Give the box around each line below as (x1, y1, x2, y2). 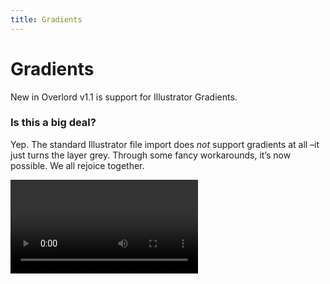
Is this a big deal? (10, 116, 97, 130)
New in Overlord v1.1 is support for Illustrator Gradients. (10, 91, 238, 103)
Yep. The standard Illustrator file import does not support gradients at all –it (10, 138, 320, 150)
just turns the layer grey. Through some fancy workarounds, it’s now (10, 149, 292, 161)
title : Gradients (10, 14, 83, 25)
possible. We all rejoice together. (10, 159, 145, 171)
